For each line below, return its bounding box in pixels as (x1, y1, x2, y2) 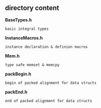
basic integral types (5, 26, 49, 31)
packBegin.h (5, 71, 32, 77)
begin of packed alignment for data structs (5, 80, 97, 85)
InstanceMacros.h (5, 35, 43, 41)
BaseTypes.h (5, 17, 32, 22)
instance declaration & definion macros (5, 44, 88, 49)
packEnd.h (5, 89, 28, 95)
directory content (5, 4, 59, 12)
